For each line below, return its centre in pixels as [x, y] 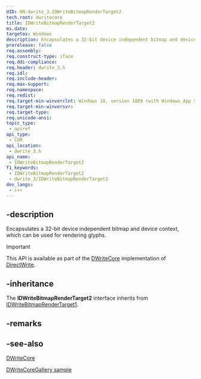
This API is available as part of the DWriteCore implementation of [86, 258]
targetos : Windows [29, 34]
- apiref [20, 129]
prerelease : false [29, 46]
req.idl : [17, 73]
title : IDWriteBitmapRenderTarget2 [51, 23]
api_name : [19, 157]
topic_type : [21, 124]
